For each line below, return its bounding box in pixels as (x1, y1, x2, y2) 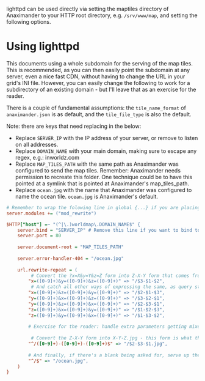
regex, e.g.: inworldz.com (15, 154, 79, 161)
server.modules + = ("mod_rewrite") (6, 210, 97, 216)
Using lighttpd (6, 40, 80, 54)
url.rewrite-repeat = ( (17, 267, 78, 273)
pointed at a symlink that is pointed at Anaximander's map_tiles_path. (15, 180, 190, 187)
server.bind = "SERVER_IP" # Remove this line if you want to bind (17, 227, 192, 233)
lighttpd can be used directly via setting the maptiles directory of (6, 6, 169, 12)
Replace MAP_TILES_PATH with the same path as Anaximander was (15, 160, 179, 168)
